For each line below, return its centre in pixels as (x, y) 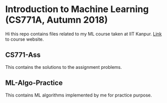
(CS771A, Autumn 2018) (56, 20)
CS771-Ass (23, 55)
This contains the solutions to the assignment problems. (64, 67)
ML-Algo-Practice (34, 83)
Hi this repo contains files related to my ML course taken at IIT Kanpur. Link (83, 34)
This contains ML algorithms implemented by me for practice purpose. (79, 95)
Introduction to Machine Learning (77, 9)
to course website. (25, 39)
